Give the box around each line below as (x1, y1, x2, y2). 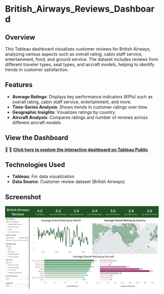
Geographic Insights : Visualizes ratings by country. (12, 109, 116, 115)
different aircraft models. (12, 119, 62, 125)
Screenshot (5, 193, 41, 201)
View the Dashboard (5, 134, 68, 142)
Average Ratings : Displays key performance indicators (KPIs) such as (12, 93, 153, 99)
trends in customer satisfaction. (5, 67, 69, 73)
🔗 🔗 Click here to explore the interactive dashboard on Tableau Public (5, 147, 148, 152)
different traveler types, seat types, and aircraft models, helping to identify (5, 62, 155, 67)
